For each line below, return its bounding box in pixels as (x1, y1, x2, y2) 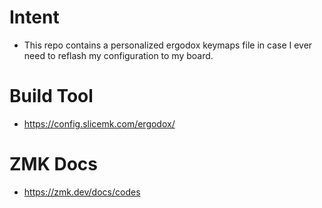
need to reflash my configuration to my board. (23, 49, 214, 61)
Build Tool (9, 85, 94, 108)
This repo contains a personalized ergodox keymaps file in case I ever (23, 39, 313, 51)
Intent (9, 6, 60, 29)
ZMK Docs (9, 153, 98, 176)
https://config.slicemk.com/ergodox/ (23, 117, 176, 130)
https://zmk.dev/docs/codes (23, 186, 141, 198)
